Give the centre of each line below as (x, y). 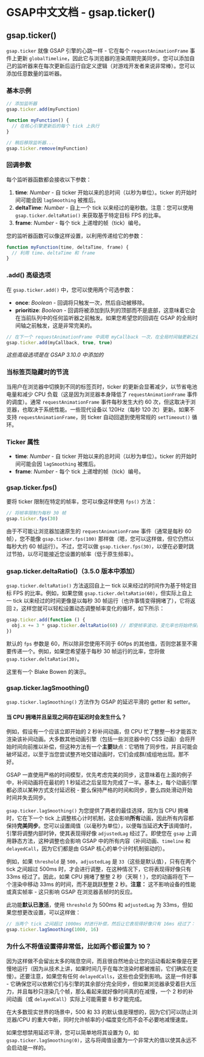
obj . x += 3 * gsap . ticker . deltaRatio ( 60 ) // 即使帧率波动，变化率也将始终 (102, 626)
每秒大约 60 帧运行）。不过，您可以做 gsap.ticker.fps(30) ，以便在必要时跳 (100, 546)
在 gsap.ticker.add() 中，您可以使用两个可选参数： (71, 289)
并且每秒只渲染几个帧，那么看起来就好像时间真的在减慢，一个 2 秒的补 (105, 991)
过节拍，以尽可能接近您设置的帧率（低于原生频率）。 (71, 554)
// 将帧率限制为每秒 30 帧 (36, 513)
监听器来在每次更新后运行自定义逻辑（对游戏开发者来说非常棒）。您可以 (106, 66)
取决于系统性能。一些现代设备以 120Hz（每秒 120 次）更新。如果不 (111, 409)
